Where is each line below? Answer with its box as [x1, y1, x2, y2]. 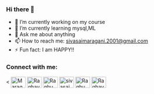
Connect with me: [6, 63, 58, 71]
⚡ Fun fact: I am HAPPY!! [14, 46, 74, 53]
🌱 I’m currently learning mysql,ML [14, 25, 96, 32]
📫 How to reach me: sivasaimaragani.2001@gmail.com [14, 37, 148, 44]
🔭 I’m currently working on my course [14, 19, 105, 26]
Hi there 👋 [6, 5, 35, 13]
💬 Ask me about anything [14, 31, 76, 38]
